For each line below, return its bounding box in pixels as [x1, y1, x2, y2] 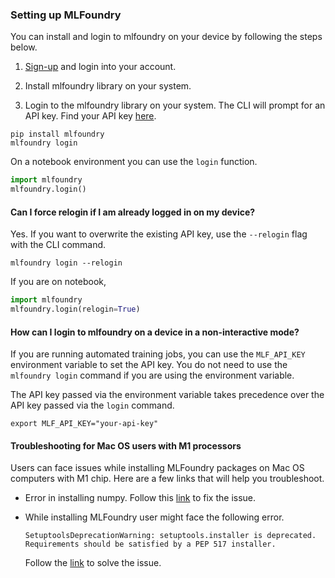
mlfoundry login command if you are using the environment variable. [10, 369, 295, 382]
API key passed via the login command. [10, 399, 175, 412]
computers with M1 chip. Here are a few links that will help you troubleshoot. [10, 473, 325, 485]
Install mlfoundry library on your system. [24, 80, 192, 92]
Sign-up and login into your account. [24, 61, 177, 73]
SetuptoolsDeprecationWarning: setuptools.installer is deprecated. [24, 531, 317, 541]
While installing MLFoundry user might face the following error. [24, 511, 285, 523]
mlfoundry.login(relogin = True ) [10, 304, 141, 315]
